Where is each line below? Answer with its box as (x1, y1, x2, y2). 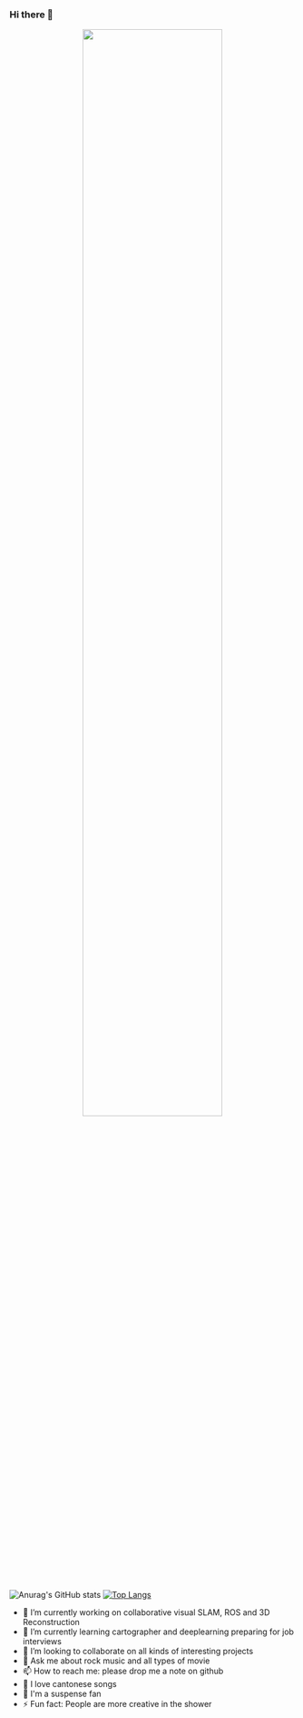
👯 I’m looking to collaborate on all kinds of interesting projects (22, 1646, 254, 1657)
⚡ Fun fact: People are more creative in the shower (22, 1699, 212, 1710)
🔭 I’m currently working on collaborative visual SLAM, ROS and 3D (22, 1607, 270, 1618)
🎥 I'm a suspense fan (22, 1688, 102, 1700)
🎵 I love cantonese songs (22, 1679, 117, 1690)
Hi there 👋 (9, 8, 54, 21)
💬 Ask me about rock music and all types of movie (22, 1655, 210, 1666)
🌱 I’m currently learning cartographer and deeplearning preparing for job (22, 1626, 295, 1637)
